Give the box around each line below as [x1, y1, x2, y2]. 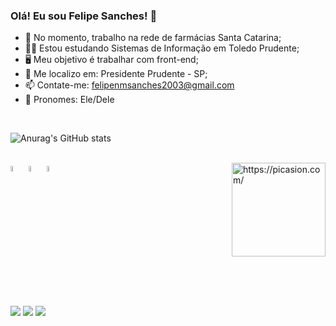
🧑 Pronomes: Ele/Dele [24, 94, 115, 106]
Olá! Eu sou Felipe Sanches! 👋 [10, 9, 158, 23]
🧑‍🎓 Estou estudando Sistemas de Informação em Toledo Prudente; [24, 42, 300, 54]
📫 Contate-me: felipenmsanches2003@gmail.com [24, 79, 235, 91]
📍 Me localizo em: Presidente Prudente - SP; [24, 68, 208, 80]
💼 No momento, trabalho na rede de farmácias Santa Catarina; [24, 32, 282, 44]
